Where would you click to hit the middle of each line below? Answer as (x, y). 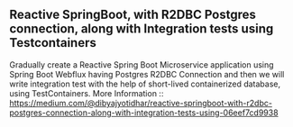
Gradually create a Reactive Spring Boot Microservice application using (142, 64)
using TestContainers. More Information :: (87, 93)
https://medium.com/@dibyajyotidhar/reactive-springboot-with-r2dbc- (141, 103)
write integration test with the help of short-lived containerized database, (145, 84)
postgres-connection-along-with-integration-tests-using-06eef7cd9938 (144, 113)
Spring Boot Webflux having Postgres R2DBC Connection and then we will (147, 74)
